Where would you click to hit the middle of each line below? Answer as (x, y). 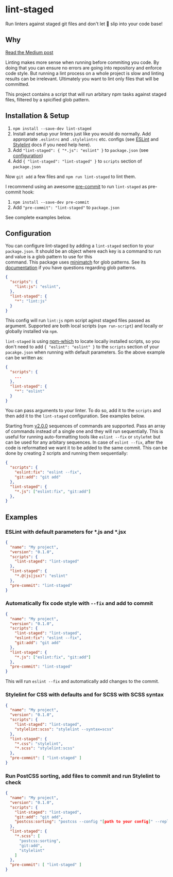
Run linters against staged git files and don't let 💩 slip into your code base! (84, 24)
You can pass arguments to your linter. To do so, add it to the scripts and (83, 411)
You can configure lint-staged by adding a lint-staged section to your (80, 246)
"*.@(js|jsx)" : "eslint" (41, 576)
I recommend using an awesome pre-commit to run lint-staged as (76, 186)
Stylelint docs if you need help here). (52, 145)
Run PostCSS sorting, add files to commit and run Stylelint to (83, 776)
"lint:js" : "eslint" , (38, 287)
